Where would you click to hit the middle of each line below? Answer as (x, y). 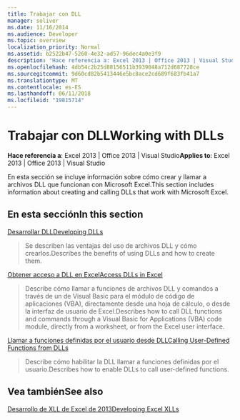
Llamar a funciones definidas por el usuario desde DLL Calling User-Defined (119, 340)
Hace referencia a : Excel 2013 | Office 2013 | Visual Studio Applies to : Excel (119, 155)
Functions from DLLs (38, 348)
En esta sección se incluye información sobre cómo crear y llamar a (107, 176)
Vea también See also (55, 392)
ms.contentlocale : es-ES (44, 87)
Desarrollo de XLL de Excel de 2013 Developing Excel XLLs (94, 409)
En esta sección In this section (75, 215)
